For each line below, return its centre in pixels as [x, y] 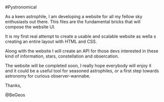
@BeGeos [15, 95]
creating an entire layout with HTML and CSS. [51, 41]
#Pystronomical [21, 7]
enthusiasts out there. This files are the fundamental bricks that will [73, 22]
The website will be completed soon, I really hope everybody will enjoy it [78, 66]
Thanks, [13, 85]
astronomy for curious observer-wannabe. [48, 76]
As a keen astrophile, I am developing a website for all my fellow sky [74, 16]
